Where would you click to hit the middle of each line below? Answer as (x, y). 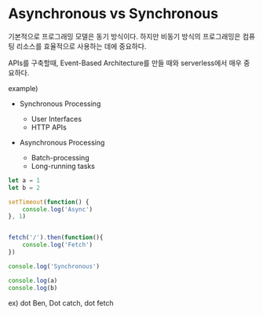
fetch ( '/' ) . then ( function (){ (56, 238)
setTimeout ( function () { (49, 202)
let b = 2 (24, 188)
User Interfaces (57, 119)
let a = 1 (24, 180)
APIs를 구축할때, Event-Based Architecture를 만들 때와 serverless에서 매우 (125, 63)
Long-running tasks (63, 166)
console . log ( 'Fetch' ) (57, 245)
